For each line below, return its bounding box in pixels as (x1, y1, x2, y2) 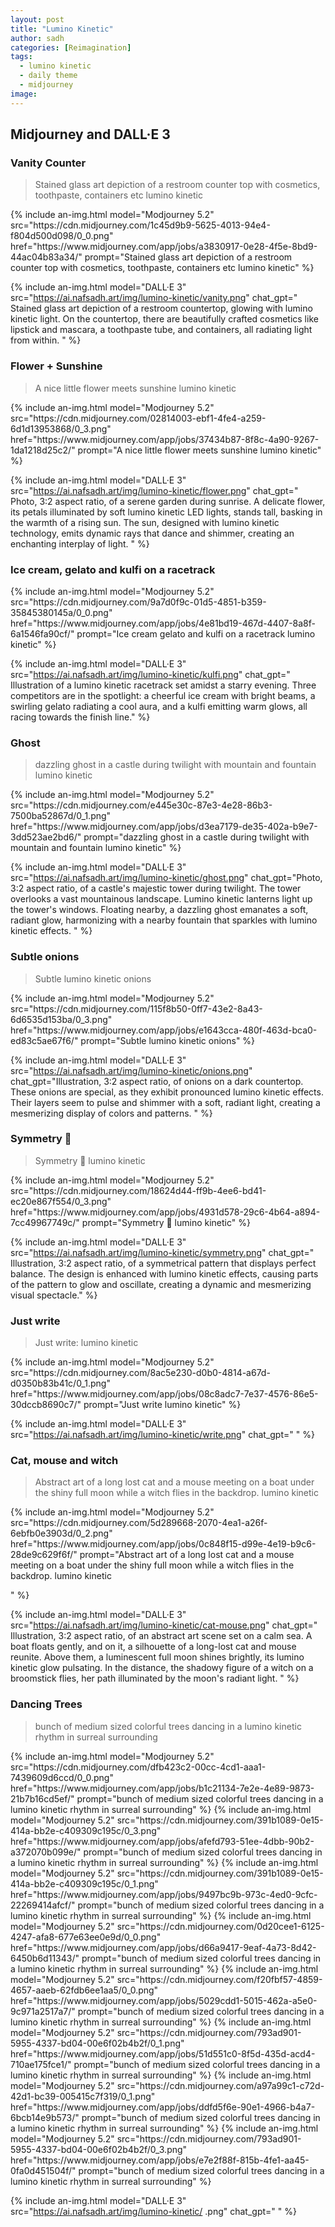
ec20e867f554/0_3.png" (10, 1195, 112, 1207)
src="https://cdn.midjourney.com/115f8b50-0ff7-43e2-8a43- (10, 1002, 263, 1015)
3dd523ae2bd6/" (10, 831, 82, 843)
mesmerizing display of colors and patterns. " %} (10, 1107, 213, 1119)
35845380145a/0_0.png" (10, 606, 113, 618)
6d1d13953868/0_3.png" (10, 422, 112, 435)
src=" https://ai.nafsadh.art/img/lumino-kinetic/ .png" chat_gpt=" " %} (10, 2205, 297, 2217)
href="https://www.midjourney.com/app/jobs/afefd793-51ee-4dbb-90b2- (10, 1835, 315, 1847)
